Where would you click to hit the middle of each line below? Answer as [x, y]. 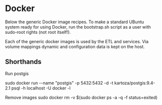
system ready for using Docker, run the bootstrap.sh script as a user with [78, 27]
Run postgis [17, 74]
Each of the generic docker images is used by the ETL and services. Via [77, 41]
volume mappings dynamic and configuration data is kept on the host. [75, 46]
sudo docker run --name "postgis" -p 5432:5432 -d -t [59, 83]
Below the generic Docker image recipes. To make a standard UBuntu [75, 22]
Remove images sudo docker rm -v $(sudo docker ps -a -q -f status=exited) [81, 97]
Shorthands [23, 62]
